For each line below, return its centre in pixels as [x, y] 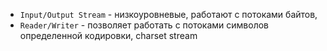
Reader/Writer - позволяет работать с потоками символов [144, 25]
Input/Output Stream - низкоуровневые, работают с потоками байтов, [168, 14]
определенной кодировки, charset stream [108, 35]
